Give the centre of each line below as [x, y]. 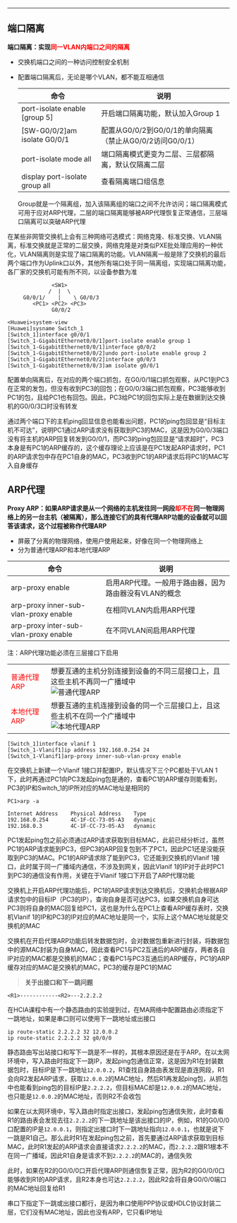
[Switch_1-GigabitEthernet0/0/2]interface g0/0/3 [82, 359]
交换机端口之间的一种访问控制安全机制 [73, 62]
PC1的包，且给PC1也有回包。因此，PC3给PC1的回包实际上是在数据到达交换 [116, 397]
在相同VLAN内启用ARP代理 [150, 610]
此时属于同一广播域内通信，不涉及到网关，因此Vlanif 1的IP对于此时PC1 [122, 866]
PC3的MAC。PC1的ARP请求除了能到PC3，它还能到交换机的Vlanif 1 [116, 858]
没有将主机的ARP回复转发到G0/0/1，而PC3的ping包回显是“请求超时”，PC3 [116, 438]
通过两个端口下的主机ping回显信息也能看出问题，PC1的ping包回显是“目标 [114, 421]
